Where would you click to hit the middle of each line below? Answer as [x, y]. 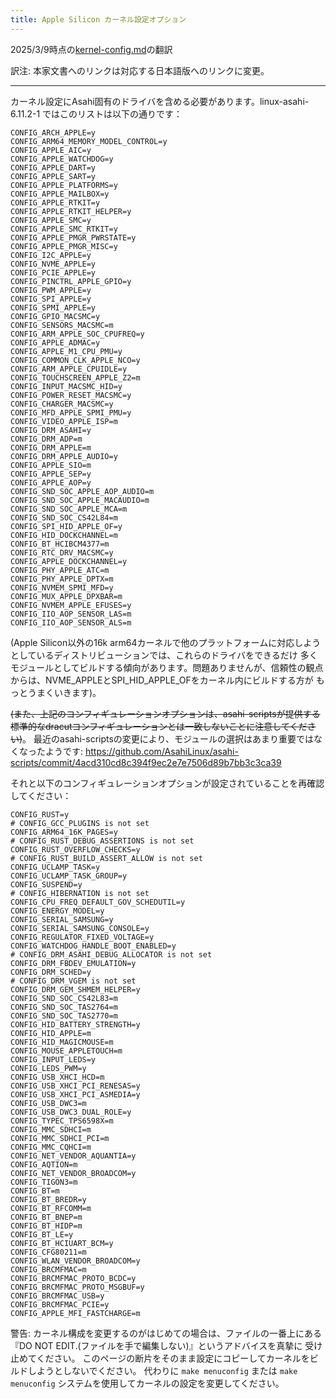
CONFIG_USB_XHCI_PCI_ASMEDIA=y [75, 1094]
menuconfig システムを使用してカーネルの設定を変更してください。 [147, 1383]
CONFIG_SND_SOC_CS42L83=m [64, 998]
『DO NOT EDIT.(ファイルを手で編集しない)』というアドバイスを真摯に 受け [166, 1345]
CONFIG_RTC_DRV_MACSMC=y [62, 552]
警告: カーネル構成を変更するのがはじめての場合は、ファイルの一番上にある [166, 1333]
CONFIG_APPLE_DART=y [53, 167]
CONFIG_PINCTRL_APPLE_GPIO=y [71, 281]
